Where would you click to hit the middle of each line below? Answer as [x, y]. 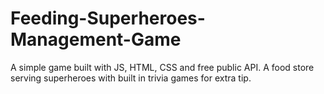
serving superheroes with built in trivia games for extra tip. [131, 78]
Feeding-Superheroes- [108, 18]
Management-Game [96, 39]
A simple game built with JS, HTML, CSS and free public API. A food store [162, 67]
